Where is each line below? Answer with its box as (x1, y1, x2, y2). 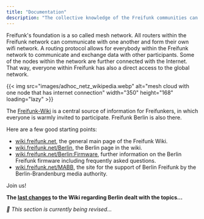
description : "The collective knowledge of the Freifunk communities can (6, 15, 199, 21)
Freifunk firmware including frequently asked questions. (15, 157, 156, 164)
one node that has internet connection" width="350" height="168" (6, 89, 173, 96)
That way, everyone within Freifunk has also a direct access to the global (6, 64, 190, 71)
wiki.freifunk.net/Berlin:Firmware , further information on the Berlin (15, 150, 182, 158)
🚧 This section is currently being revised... (6, 206, 112, 213)
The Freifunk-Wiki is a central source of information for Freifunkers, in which (6, 107, 199, 114)
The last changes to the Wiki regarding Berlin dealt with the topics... (6, 193, 183, 201)
